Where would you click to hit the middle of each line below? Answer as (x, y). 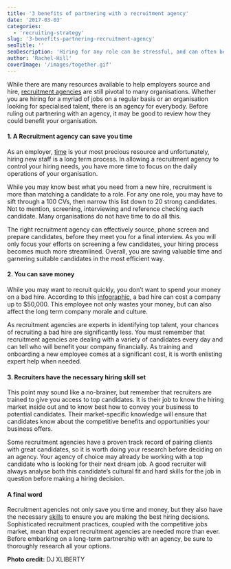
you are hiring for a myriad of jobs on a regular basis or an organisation (108, 99)
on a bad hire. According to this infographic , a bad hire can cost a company (114, 297)
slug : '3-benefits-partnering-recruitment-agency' (81, 39)
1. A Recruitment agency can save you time (70, 136)
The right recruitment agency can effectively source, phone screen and (108, 229)
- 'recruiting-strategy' (49, 33)
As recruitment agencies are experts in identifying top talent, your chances (113, 325)
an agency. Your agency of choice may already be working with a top (105, 457)
